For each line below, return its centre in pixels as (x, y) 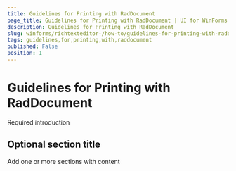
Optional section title (54, 145)
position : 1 (25, 53)
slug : (15, 33)
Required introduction (39, 122)
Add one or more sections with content (64, 161)
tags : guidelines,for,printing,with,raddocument (80, 40)
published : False (33, 46)
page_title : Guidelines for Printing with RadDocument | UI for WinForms (118, 20)
